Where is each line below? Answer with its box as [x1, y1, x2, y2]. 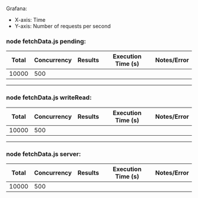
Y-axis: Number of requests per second [14, 23, 111, 29]
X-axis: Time [14, 16, 46, 23]
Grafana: [6, 5, 28, 12]
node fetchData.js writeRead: [6, 93, 92, 102]
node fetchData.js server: [6, 150, 81, 158]
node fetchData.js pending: [6, 37, 87, 45]
